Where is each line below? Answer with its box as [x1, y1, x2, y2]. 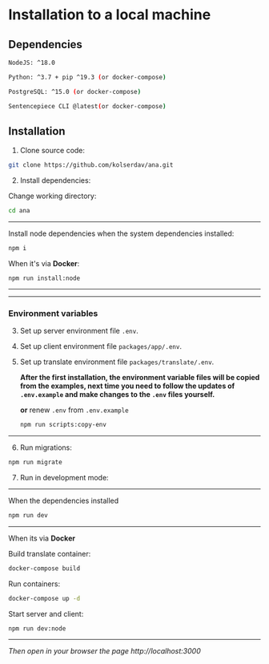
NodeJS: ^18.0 [8, 59, 56, 67]
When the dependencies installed [8, 496, 119, 505]
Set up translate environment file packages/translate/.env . [19, 357, 215, 366]
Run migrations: [19, 443, 72, 452]
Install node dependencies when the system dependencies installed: [8, 229, 235, 238]
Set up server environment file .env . [19, 326, 139, 336]
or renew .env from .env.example [19, 405, 130, 415]
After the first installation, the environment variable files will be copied [19, 373, 260, 383]
